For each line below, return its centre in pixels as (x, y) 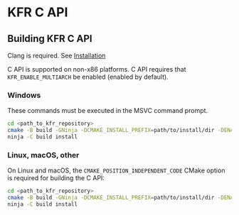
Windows (24, 95)
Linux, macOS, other (43, 155)
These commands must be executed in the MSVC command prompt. (108, 111)
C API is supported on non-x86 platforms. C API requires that (97, 69)
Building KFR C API (50, 39)
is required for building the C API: (56, 178)
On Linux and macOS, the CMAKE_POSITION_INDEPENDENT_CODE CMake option (116, 170)
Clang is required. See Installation (57, 55)
